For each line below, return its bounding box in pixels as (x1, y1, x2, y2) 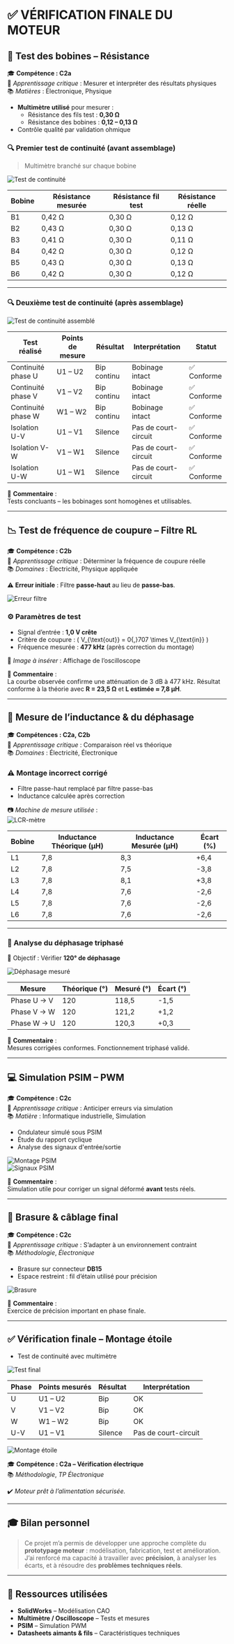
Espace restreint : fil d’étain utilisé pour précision (17, 1272, 157, 1280)
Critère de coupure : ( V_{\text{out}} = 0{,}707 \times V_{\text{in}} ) (17, 635, 209, 643)
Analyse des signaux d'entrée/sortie (17, 1142, 122, 1151)
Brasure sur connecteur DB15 (17, 1265, 102, 1273)
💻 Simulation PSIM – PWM (7, 1071, 125, 1083)
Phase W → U (10, 1019, 56, 1028)
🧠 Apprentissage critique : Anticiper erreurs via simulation (7, 1104, 173, 1112)
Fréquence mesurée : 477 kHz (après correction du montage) (17, 643, 195, 651)
